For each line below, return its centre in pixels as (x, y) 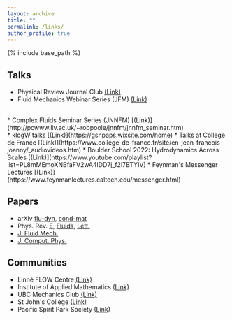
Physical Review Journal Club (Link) (69, 92)
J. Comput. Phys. (42, 240)
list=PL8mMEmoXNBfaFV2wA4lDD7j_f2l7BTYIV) (77, 165)
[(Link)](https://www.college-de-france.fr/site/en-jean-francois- (130, 143)
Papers (23, 202)
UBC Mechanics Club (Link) (57, 294)
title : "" (22, 20)
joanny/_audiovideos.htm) (44, 150)
